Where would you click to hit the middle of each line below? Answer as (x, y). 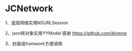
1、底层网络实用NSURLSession (37, 23)
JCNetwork (29, 9)
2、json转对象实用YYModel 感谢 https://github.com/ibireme (66, 33)
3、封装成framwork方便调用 (34, 43)
